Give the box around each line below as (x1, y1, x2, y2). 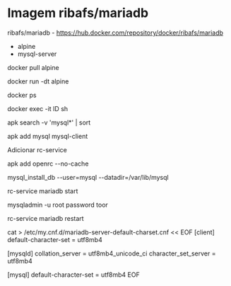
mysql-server (17, 50, 57, 58)
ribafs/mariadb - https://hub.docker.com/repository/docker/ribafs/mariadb (7, 28, 224, 37)
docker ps (7, 91, 37, 99)
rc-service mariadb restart (7, 214, 84, 222)
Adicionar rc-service (7, 145, 67, 154)
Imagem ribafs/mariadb (7, 5, 149, 21)
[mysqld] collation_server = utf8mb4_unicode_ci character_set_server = (7, 249, 216, 258)
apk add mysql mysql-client (7, 132, 88, 140)
